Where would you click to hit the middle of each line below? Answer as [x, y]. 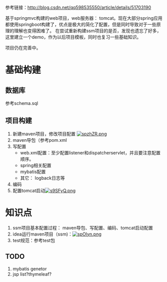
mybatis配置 [33, 172]
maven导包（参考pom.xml [40, 140]
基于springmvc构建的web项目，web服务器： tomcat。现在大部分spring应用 [84, 18]
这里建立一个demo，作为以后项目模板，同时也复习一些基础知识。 [73, 37]
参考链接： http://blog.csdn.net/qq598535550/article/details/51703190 [78, 7]
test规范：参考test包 [34, 240]
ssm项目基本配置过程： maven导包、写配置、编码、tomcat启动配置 [83, 228]
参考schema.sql [22, 103]
